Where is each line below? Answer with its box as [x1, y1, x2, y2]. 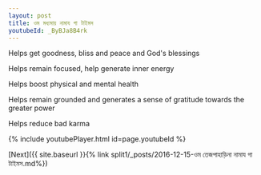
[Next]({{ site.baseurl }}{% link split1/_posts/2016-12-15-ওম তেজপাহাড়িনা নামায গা [8, 149, 253, 160]
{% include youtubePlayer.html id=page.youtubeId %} [8, 134, 187, 144]
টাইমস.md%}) [8, 159, 48, 169]
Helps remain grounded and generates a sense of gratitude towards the [8, 95, 245, 105]
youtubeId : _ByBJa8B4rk [8, 26, 88, 34]
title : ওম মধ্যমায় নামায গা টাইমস [8, 19, 94, 27]
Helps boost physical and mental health [8, 79, 139, 89]
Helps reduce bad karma [8, 119, 90, 129]
